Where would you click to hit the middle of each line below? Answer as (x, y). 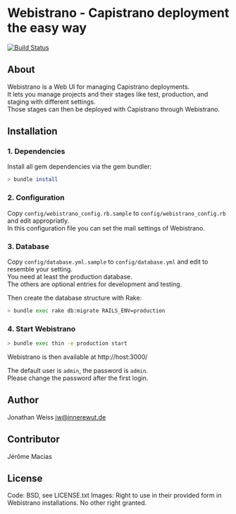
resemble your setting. (40, 269)
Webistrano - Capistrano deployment (118, 13)
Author (23, 400)
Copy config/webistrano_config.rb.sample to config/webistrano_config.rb (117, 213)
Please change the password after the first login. (78, 378)
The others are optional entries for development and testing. (95, 284)
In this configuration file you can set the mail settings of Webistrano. (106, 228)
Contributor (33, 440)
